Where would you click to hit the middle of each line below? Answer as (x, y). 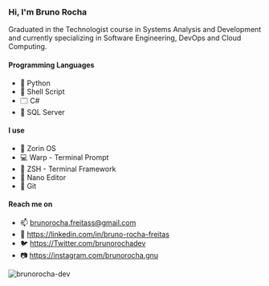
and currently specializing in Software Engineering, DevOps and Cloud (125, 38)
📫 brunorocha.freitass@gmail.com (78, 223)
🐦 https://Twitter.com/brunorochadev (83, 243)
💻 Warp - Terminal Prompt (64, 157)
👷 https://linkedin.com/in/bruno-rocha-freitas (95, 234)
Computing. (28, 47)
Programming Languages (51, 65)
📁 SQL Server (43, 112)
